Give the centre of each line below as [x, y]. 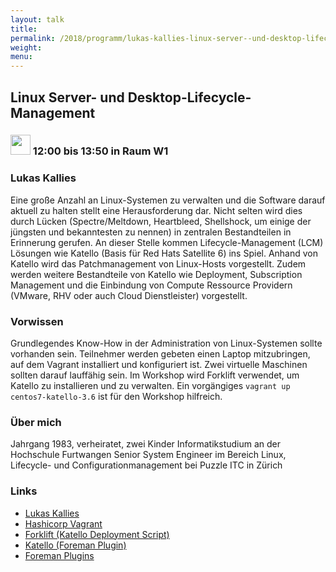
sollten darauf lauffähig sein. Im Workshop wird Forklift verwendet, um [155, 375]
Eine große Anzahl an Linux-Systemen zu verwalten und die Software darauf [168, 200]
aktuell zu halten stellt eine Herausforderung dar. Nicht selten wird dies [156, 210]
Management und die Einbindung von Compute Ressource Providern [151, 285]
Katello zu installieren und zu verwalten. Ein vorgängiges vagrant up [150, 386]
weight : [26, 47]
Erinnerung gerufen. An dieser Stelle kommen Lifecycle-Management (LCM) [167, 242]
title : [24, 29]
